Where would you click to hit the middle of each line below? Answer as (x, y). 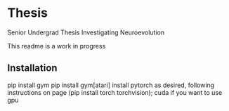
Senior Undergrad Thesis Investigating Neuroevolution (86, 32)
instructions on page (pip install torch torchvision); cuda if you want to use (115, 92)
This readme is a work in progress (57, 46)
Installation (32, 68)
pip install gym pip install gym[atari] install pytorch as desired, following (111, 85)
